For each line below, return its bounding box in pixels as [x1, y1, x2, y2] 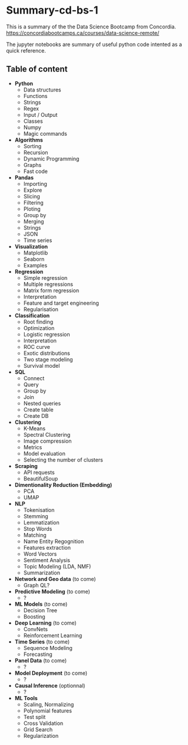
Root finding [23, 318, 54, 325]
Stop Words [23, 525, 52, 532]
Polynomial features [23, 707, 72, 714]
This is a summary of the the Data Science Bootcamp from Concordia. [6, 23, 176, 30]
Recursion [23, 149, 48, 156]
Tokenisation [23, 506, 55, 514]
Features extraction [23, 544, 71, 551]
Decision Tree [23, 606, 58, 614]
